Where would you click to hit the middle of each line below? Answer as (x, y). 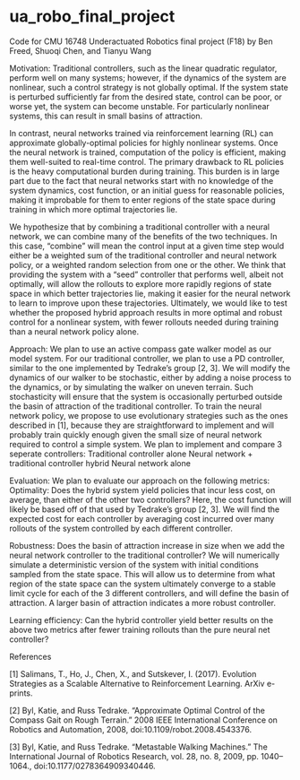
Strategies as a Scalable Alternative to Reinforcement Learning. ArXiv (137, 683)
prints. (21, 693)
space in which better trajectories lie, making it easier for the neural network (150, 293)
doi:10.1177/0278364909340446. (94, 766)
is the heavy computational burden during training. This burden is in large (145, 171)
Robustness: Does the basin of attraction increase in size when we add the (147, 545)
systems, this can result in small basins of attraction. (106, 116)
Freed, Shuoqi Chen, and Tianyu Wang (81, 50)
